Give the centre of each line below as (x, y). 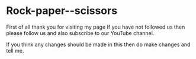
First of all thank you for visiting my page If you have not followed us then (96, 27)
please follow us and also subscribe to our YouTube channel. (80, 33)
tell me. (15, 50)
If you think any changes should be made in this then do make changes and (98, 44)
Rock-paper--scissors (62, 11)
